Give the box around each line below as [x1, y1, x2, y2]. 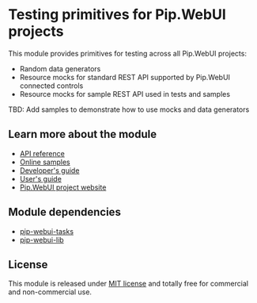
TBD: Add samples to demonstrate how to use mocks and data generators [8, 105, 250, 114]
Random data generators [19, 63, 101, 73]
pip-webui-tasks [19, 226, 74, 236]
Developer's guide [19, 165, 80, 175]
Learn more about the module [8, 128, 157, 141]
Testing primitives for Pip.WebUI [8, 6, 227, 24]
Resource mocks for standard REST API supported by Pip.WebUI [19, 72, 231, 82]
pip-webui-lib [19, 235, 65, 244]
